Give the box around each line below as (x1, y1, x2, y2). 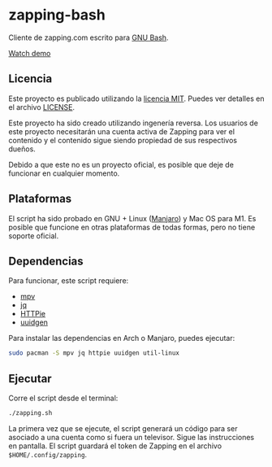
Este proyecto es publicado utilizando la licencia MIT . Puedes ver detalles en (8, 94, 265, 103)
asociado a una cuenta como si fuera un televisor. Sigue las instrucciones (8, 432, 254, 442)
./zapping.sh (8, 409, 53, 417)
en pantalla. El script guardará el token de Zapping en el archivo (8, 441, 222, 451)
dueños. (8, 144, 37, 154)
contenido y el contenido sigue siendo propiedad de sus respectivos (8, 135, 238, 145)
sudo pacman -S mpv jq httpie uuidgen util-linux (8, 349, 180, 357)
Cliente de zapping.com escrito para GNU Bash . (8, 33, 169, 42)
